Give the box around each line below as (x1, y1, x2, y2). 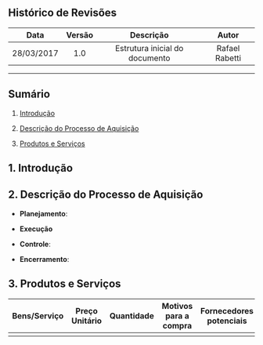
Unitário (71, 315, 103, 326)
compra (162, 320, 193, 331)
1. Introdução (8, 162, 73, 175)
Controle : (19, 239, 51, 249)
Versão (66, 29, 94, 40)
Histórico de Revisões (8, 6, 117, 20)
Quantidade (109, 310, 154, 321)
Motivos (161, 300, 193, 311)
